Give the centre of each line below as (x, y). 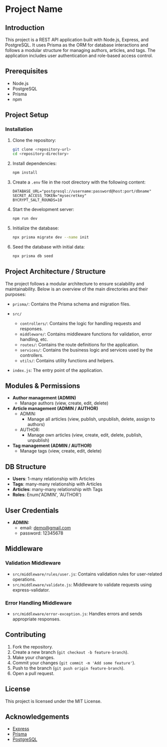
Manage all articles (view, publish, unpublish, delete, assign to (91, 419)
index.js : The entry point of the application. (58, 370)
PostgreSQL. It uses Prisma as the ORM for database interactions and (77, 45)
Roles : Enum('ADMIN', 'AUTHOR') (47, 495)
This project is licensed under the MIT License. (53, 701)
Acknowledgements (37, 717)
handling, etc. (34, 339)
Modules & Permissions (43, 386)
